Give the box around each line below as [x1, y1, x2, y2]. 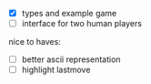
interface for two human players [21, 18, 143, 29]
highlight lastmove [21, 64, 91, 76]
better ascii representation [21, 54, 121, 65]
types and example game [21, 8, 117, 18]
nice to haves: [8, 37, 61, 47]
